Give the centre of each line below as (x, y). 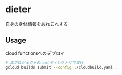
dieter (18, 9)
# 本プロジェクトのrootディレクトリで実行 (44, 63)
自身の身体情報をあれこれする (36, 24)
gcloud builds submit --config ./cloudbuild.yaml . (61, 67)
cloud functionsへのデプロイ (35, 53)
